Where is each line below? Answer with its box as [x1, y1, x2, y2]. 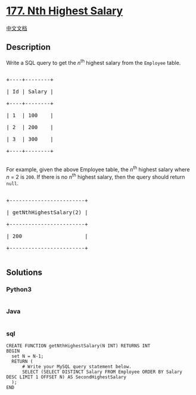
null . [6, 180, 19, 187]
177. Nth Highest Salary [6, 4, 123, 18]
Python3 [6, 286, 32, 294]
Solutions [6, 268, 43, 278]
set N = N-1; [11, 353, 44, 359]
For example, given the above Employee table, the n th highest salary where [6, 165, 190, 173]
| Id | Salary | [6, 88, 54, 95]
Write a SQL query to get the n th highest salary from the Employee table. [6, 58, 181, 66]
